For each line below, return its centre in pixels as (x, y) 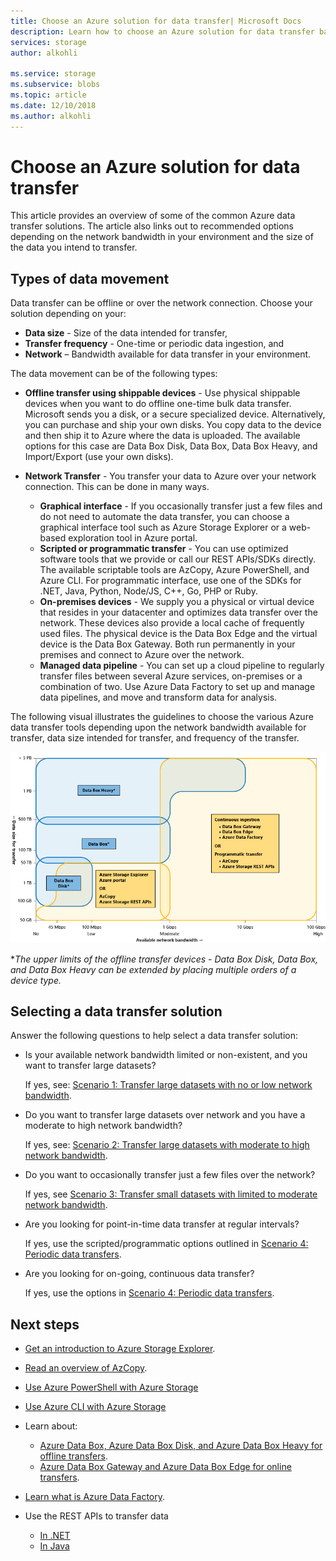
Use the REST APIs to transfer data (96, 1516)
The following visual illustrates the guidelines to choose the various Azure (162, 717)
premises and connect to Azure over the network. (142, 655)
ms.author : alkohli (51, 116)
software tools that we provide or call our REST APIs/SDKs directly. (178, 559)
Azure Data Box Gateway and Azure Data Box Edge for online (165, 1467)
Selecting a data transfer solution (116, 1011)
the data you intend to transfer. (74, 247)
